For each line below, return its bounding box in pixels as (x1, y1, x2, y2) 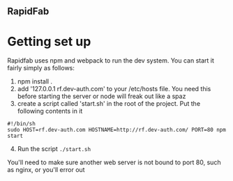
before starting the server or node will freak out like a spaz (17, 92, 186, 100)
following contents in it (17, 107, 83, 116)
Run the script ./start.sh (17, 145, 91, 153)
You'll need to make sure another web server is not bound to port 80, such (7, 158, 221, 166)
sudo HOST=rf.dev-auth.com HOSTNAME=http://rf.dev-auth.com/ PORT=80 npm (7, 127, 227, 134)
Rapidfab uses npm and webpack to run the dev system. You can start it (7, 56, 215, 65)
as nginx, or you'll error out (7, 166, 85, 174)
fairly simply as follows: (7, 64, 75, 72)
